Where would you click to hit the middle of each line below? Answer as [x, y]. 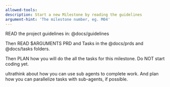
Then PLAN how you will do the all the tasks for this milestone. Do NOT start [85, 59]
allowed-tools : [21, 10]
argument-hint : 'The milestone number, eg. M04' [58, 19]
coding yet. [17, 64]
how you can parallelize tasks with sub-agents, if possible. [67, 79]
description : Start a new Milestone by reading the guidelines [74, 15]
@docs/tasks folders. [27, 49]
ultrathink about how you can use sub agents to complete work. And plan [82, 74]
